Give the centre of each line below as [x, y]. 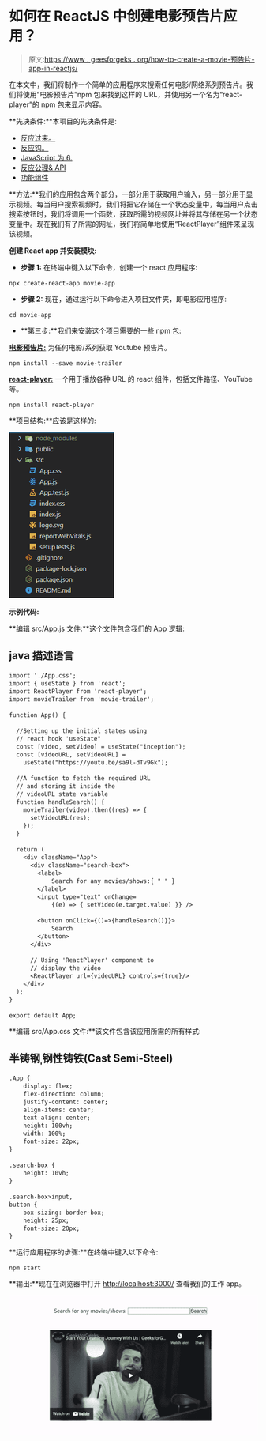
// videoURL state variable [62, 794]
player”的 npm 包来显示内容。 [58, 104]
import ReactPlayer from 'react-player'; [78, 691]
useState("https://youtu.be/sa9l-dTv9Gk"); [96, 762]
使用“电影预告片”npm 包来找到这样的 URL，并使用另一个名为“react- [133, 94]
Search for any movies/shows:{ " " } [113, 881]
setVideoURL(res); [60, 818]
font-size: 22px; [52, 1141]
